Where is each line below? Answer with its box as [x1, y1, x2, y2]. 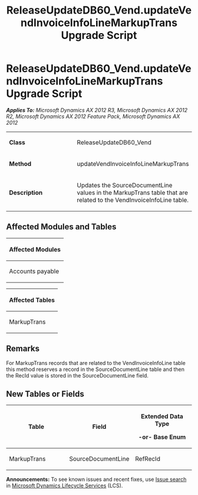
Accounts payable [9, 267, 60, 275]
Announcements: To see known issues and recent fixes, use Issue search [6, 476, 187, 483]
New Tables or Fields [6, 389, 84, 399]
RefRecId [135, 455, 161, 463]
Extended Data [140, 412, 184, 421]
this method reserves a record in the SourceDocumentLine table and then [6, 366, 184, 373]
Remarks [6, 344, 40, 354]
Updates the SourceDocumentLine [77, 181, 173, 189]
